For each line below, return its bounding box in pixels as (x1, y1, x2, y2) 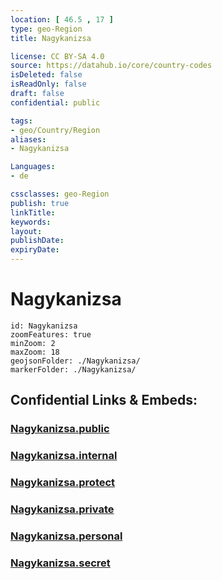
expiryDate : (10, 245, 60, 255)
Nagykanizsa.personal (10, 529, 123, 543)
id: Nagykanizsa (10, 321, 78, 331)
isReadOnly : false (10, 79, 87, 90)
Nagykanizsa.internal (10, 449, 118, 463)
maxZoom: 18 (10, 347, 60, 357)
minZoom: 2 (10, 338, 56, 348)
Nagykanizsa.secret (10, 556, 111, 570)
